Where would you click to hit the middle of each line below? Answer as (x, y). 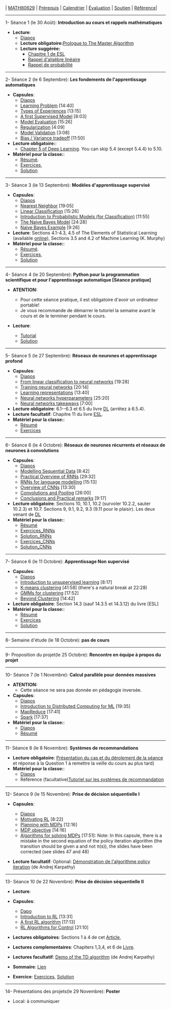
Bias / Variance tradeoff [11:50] (52, 138)
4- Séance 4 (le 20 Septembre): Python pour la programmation (72, 274)
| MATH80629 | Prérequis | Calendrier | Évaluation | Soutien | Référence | (81, 8)
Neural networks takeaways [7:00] (56, 403)
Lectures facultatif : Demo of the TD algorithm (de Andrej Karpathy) (84, 957)
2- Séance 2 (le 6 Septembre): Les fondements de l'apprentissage (76, 79)
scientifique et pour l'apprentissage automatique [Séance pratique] (78, 280)
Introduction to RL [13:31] (46, 917)
